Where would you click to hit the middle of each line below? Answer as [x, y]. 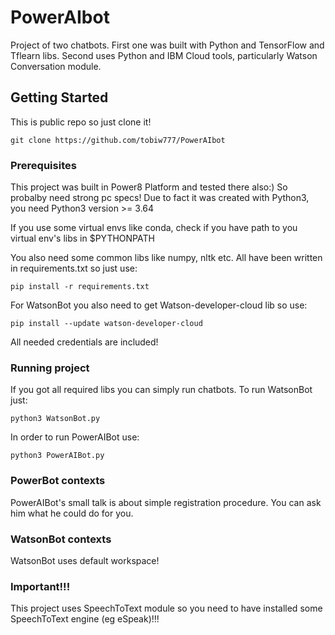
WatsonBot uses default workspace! [85, 560]
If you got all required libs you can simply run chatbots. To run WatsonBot [161, 390]
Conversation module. [56, 66]
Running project [50, 368]
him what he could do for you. [72, 513]
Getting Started [59, 97]
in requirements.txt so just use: [74, 268]
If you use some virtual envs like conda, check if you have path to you [154, 228]
